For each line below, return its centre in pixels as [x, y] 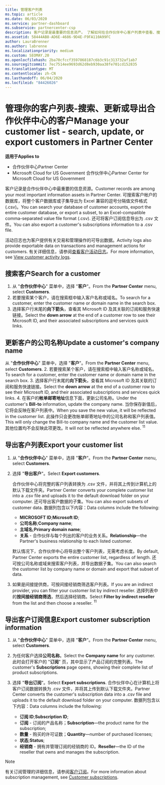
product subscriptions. [35, 673]
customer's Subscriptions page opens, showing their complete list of [82, 667]
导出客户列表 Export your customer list [64, 445]
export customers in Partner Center [79, 142]
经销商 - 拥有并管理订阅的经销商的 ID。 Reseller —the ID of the [82, 747]
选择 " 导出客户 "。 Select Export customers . [56, 473]
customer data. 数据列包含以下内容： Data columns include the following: [86, 507]
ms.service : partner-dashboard [37, 23]
